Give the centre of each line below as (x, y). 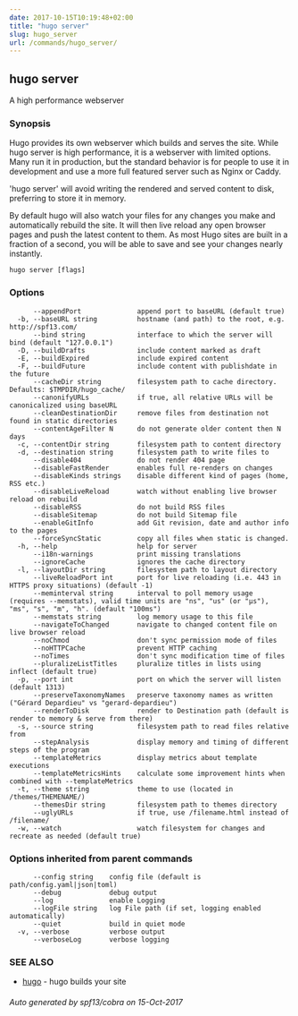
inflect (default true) (54, 671)
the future (29, 374)
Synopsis (30, 124)
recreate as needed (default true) (75, 836)
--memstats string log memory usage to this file (143, 617)
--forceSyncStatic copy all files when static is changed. (161, 538)
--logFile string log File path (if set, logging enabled (147, 908)
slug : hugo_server (43, 34)
